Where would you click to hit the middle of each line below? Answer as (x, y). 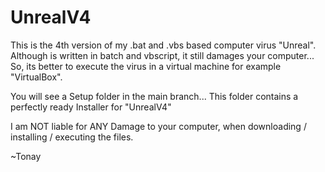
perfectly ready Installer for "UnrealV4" (91, 107)
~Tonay (26, 156)
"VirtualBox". (36, 77)
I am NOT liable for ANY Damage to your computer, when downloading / (158, 126)
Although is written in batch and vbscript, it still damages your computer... (162, 55)
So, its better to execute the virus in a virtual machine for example (146, 66)
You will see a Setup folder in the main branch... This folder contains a (154, 96)
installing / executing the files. (72, 137)
